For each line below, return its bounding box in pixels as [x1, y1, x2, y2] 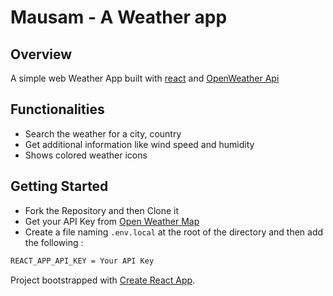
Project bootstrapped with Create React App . [10, 274, 196, 286]
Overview [10, 46, 73, 63]
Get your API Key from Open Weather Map [24, 215, 200, 227]
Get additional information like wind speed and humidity [24, 138, 255, 150]
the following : [24, 236, 84, 248]
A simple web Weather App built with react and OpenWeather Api [10, 72, 280, 84]
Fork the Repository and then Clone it [24, 204, 180, 216]
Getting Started [10, 178, 109, 195]
